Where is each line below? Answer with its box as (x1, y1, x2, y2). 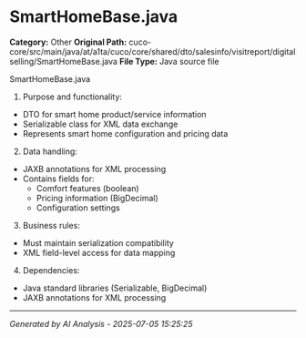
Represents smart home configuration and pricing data (22, 128, 229, 138)
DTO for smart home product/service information (22, 108, 207, 119)
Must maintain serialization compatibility (22, 237, 175, 248)
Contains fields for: (22, 173, 95, 184)
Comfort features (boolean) (36, 182, 139, 193)
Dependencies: (22, 264, 80, 275)
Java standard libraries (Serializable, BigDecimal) (22, 282, 208, 293)
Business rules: (22, 220, 80, 230)
